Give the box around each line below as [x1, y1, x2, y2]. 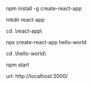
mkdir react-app [6, 16, 45, 23]
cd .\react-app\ [6, 27, 43, 34]
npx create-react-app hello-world [6, 39, 87, 45]
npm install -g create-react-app [6, 5, 82, 12]
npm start [6, 61, 30, 68]
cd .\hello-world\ [6, 50, 47, 57]
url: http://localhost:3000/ [6, 73, 68, 79]
